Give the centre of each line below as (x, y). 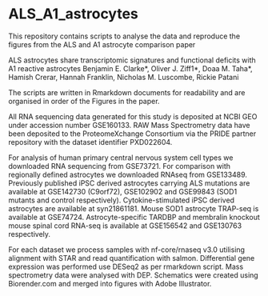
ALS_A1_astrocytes (73, 14)
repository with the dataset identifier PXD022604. (90, 142)
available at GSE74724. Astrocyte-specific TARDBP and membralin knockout (134, 217)
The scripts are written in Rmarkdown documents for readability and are (127, 92)
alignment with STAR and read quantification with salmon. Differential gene (132, 258)
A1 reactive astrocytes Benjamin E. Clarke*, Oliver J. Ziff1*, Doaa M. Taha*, (131, 68)
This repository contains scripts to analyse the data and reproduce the (124, 36)
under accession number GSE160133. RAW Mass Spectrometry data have (129, 125)
